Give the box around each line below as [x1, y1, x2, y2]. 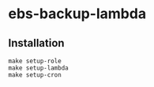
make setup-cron [8, 71, 62, 79]
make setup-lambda [8, 64, 69, 72]
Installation [8, 36, 65, 50]
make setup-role [8, 57, 62, 65]
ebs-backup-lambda [8, 5, 147, 23]
